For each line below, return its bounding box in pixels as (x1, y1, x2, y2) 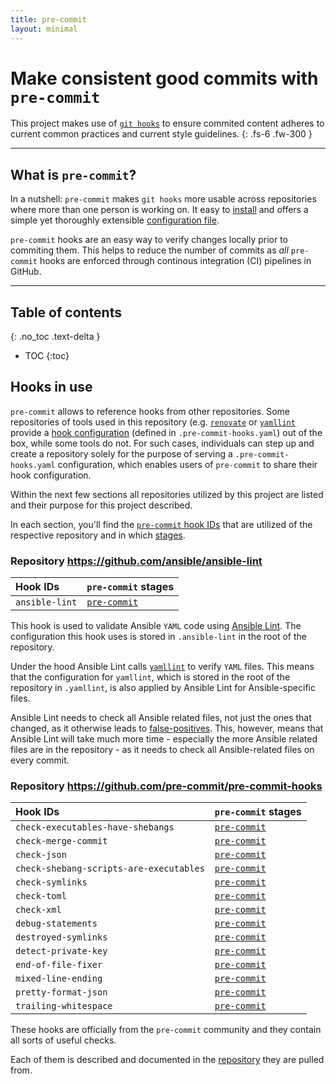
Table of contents (10, 304, 122, 321)
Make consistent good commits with (10, 67, 319, 90)
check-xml (15, 904, 62, 916)
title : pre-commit (10, 14, 87, 25)
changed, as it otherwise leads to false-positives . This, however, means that (10, 722, 324, 735)
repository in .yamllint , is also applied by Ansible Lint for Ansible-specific (10, 682, 316, 694)
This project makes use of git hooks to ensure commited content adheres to (10, 117, 325, 130)
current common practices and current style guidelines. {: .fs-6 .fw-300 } (10, 128, 313, 140)
